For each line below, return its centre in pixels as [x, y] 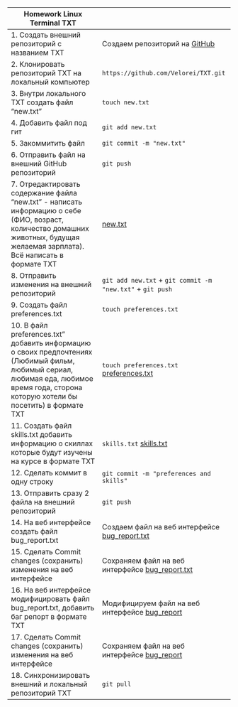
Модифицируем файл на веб [151, 603]
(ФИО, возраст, [37, 220]
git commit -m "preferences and [156, 474]
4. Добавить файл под [49, 123]
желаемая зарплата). [48, 246]
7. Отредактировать [46, 184]
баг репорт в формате [49, 616]
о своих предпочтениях [52, 352]
